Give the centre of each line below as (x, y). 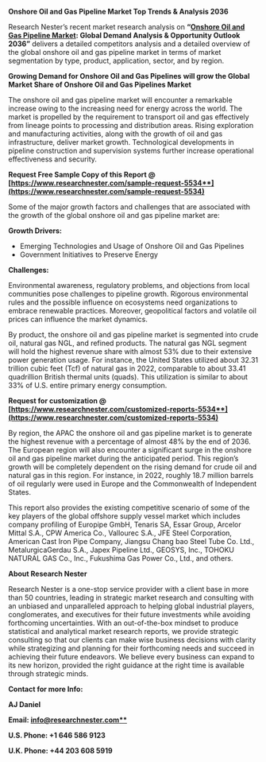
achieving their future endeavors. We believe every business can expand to (132, 657)
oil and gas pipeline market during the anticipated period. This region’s (123, 458)
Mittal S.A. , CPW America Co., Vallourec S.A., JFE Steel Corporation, (120, 533)
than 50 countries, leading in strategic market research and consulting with (131, 597)
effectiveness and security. (53, 159)
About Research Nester (48, 573)
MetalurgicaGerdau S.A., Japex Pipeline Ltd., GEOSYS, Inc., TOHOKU (121, 550)
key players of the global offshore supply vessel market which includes (124, 516)
